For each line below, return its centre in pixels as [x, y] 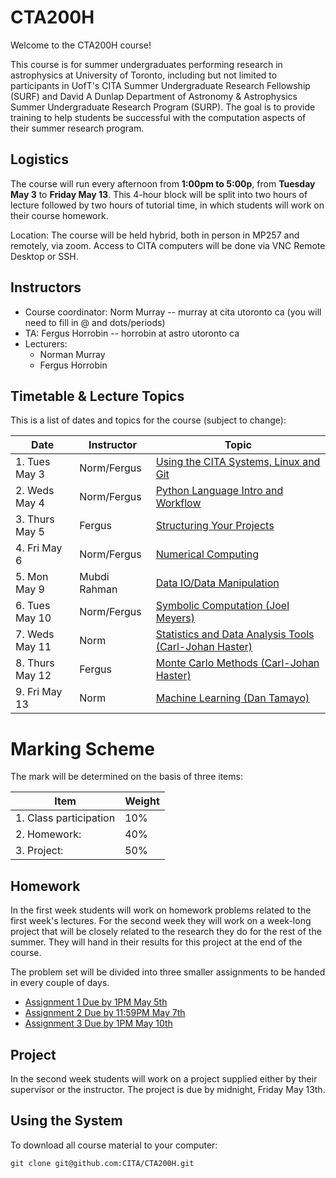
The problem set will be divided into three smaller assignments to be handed [168, 972]
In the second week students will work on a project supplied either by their [164, 1078]
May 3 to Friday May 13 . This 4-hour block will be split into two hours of [159, 194]
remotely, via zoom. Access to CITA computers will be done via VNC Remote [168, 245]
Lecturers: [46, 343]
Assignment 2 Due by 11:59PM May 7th [105, 1013]
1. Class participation [65, 818]
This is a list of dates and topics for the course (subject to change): [148, 420]
